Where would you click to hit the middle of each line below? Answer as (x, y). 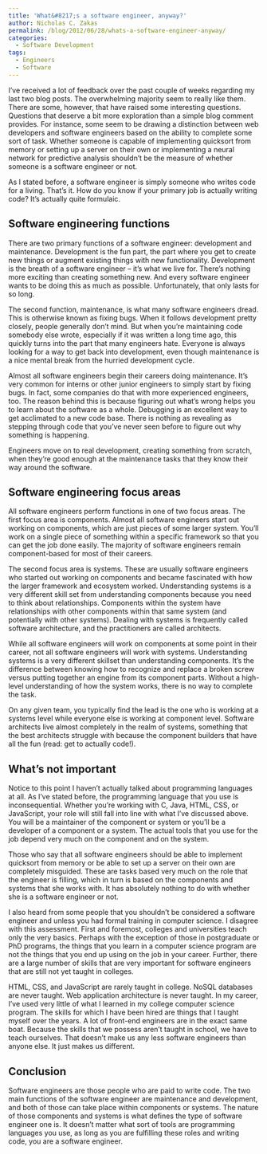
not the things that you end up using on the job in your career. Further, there (133, 955)
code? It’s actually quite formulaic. (65, 198)
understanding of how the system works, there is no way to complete (139, 686)
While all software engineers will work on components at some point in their (133, 644)
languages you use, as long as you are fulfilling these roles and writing (124, 1133)
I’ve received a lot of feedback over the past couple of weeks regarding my (132, 90)
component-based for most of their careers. (80, 554)
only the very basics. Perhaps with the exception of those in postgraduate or (134, 938)
